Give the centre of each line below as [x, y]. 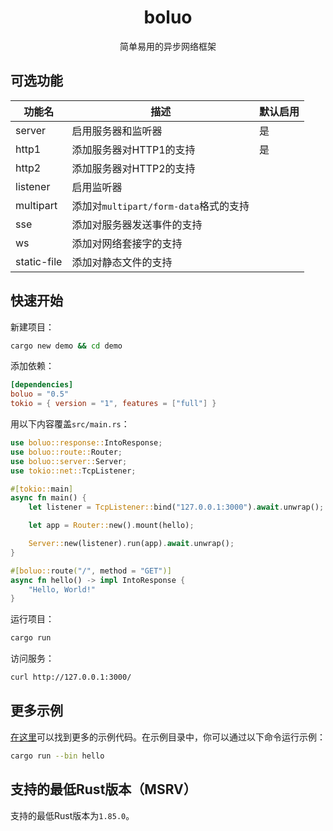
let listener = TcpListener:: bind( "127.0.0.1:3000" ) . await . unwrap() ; [176, 507]
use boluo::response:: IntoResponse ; [86, 443]
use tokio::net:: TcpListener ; [73, 471]
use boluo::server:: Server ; [69, 461]
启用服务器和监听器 [117, 131]
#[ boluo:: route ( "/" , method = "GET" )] [91, 571]
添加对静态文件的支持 [122, 262]
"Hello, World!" [62, 589]
